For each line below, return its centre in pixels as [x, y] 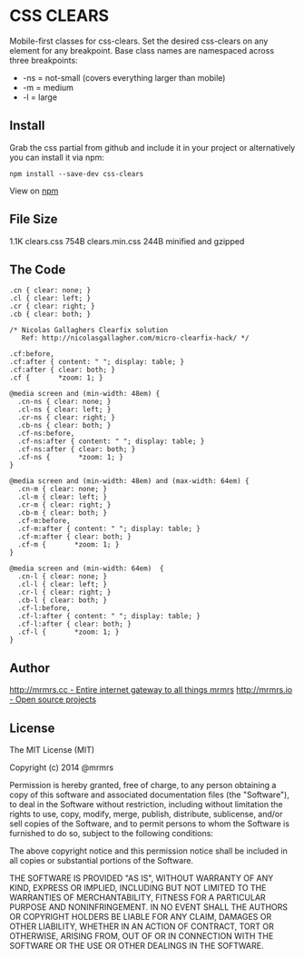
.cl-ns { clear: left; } [64, 410]
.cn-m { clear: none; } [62, 489]
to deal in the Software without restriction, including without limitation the [146, 804]
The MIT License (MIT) [52, 750]
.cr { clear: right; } [52, 306]
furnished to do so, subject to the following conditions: [111, 833]
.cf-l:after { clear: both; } [74, 624]
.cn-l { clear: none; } [62, 577]
